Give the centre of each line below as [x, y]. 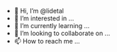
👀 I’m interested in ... [44, 18]
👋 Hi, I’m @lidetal [39, 11]
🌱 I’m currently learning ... [52, 26]
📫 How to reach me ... [47, 41]
